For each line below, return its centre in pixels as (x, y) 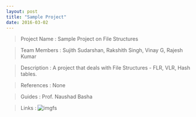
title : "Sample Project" (36, 17)
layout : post (22, 11)
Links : (28, 108)
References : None (43, 85)
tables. (28, 74)
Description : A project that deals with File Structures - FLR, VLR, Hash (105, 68)
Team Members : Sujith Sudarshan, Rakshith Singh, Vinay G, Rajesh (102, 50)
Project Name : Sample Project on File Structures (79, 39)
